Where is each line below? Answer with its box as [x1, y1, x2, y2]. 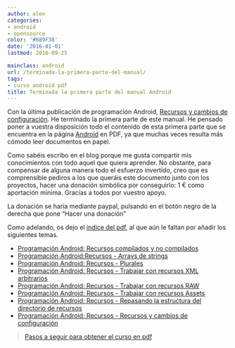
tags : [7, 75, 23, 82]
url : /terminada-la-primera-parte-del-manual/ [7, 68, 146, 76]
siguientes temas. [7, 231, 58, 239]
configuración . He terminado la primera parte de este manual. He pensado [7, 115, 223, 124]
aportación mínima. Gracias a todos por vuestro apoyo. [7, 188, 167, 197]
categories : [7, 17, 42, 24]
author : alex [7, 10, 46, 18]
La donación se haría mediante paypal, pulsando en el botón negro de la [7, 202, 217, 211]
